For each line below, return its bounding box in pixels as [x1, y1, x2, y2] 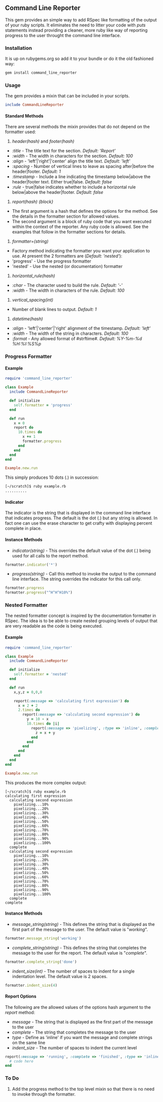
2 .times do [17, 708, 40, 713]
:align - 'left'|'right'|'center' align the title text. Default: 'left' [12, 158, 130, 164]
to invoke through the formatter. [12, 1091, 76, 1097]
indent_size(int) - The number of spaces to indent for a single [12, 968, 135, 974]
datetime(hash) [12, 316, 43, 322]
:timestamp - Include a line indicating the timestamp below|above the [12, 174, 151, 180]
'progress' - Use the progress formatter [12, 258, 91, 264]
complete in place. [5, 526, 42, 531]
